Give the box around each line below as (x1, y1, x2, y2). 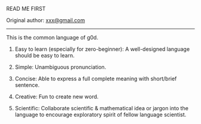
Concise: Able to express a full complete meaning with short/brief (14, 75, 177, 82)
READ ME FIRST (6, 5, 46, 12)
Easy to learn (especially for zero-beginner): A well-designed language (14, 46, 190, 53)
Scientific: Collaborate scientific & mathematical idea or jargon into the (14, 105, 188, 111)
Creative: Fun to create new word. (14, 93, 99, 100)
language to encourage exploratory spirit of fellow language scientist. (14, 111, 187, 118)
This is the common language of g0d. (6, 34, 99, 41)
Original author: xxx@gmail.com (6, 17, 86, 23)
